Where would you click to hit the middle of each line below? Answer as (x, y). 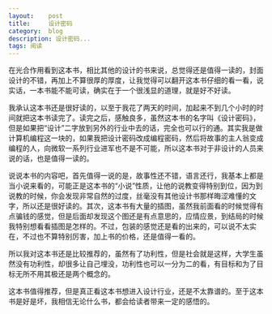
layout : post (36, 16)
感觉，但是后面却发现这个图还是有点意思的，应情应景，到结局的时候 (150, 217)
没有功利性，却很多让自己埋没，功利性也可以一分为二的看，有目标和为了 (136, 264)
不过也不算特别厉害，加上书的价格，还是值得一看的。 (111, 237)
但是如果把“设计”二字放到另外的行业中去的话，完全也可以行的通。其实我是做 (136, 128)
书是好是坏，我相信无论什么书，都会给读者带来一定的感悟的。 (111, 302)
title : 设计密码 (40, 24)
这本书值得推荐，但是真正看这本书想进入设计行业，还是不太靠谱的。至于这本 (136, 291)
